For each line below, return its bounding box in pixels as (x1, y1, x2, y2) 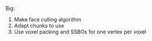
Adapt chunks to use (13, 23, 65, 29)
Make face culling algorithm (13, 16, 82, 23)
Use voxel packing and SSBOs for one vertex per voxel (13, 28, 147, 35)
